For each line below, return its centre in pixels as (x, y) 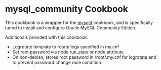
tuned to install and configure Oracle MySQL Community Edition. (71, 27)
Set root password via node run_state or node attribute (68, 52)
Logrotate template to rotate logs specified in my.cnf (66, 47)
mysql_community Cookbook (67, 9)
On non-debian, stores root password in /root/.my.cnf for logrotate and (84, 57)
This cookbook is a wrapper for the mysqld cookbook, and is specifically (79, 23)
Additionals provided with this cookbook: (47, 37)
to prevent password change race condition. (57, 62)
